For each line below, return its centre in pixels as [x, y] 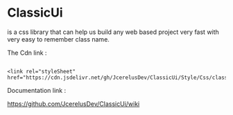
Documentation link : [37, 90]
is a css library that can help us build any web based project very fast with [113, 32]
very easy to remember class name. [58, 39]
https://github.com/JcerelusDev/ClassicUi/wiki [74, 104]
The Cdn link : [27, 53]
